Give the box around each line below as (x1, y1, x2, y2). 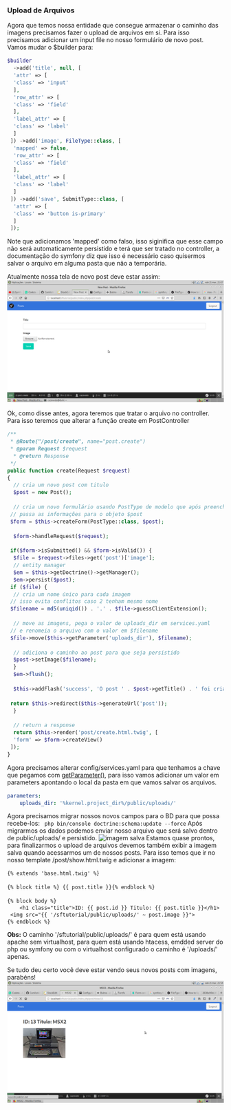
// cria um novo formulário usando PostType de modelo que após (13, 504, 201, 511)
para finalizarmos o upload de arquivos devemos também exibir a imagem (7, 841, 217, 850)
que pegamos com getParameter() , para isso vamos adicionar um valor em (7, 771, 219, 779)
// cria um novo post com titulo (13, 482, 109, 488)
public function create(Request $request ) (7, 467, 131, 474)
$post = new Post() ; (13, 489, 72, 496)
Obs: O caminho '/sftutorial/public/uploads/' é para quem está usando (7, 931, 206, 939)
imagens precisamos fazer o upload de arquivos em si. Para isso (7, 28, 190, 37)
